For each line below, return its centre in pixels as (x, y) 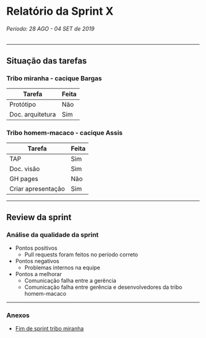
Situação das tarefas (47, 60)
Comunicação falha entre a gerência (70, 281)
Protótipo (23, 104)
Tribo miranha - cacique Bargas (54, 78)
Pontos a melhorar (39, 274)
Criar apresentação (37, 189)
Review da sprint (39, 217)
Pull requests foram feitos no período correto (81, 255)
